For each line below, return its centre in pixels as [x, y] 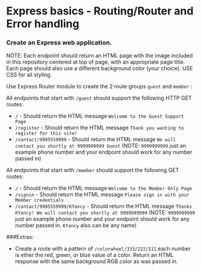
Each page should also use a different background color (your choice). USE [100, 69]
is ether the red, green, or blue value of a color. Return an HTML [94, 255]
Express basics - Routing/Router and [100, 11]
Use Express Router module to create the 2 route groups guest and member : [99, 87]
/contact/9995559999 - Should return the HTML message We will [95, 139]
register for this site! [46, 133]
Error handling [43, 24]
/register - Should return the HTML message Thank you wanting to [99, 128]
